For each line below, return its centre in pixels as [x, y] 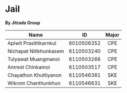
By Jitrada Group [23, 23]
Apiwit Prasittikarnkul [32, 43]
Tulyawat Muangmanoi [34, 59]
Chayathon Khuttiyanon [35, 75]
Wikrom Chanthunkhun [34, 83]
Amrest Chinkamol [29, 67]
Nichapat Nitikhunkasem [36, 51]
